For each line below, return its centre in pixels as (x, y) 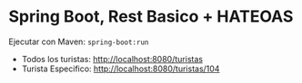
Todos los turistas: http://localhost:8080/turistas (112, 59)
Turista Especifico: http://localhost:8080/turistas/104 (121, 69)
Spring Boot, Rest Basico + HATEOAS (151, 17)
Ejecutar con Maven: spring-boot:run (79, 41)
